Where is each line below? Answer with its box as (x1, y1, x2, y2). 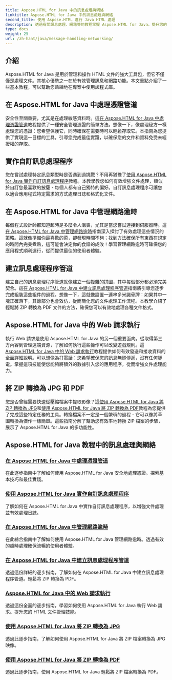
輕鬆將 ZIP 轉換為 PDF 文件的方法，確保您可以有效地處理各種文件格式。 (5, 304, 156, 310)
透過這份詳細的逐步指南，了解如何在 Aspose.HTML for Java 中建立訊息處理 (5, 569, 164, 575)
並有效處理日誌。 (5, 509, 41, 516)
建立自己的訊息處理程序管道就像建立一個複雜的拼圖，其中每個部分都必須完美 (5, 278, 167, 285)
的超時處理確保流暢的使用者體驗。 (5, 542, 77, 549)
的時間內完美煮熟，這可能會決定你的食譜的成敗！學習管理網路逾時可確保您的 (5, 241, 167, 247)
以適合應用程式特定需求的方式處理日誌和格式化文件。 (5, 191, 118, 197)
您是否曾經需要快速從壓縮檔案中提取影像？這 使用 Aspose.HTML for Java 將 (5, 398, 164, 404)
